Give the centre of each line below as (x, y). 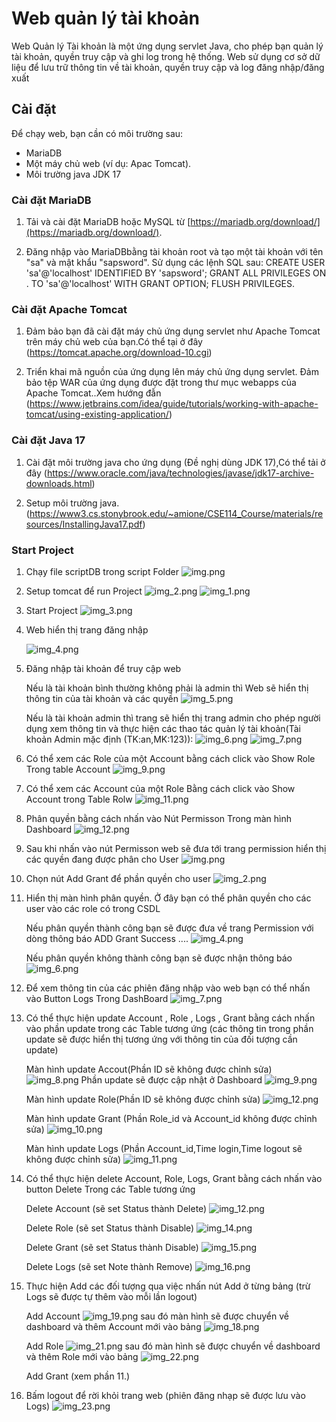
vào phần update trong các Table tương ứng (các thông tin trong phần (169, 1028)
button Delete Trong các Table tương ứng (110, 1189)
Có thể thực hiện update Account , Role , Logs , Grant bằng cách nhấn (170, 1018)
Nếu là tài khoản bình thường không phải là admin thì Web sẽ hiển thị (167, 688)
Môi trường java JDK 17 (73, 174)
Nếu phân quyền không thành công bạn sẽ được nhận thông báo (159, 958)
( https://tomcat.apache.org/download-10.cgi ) (119, 353)
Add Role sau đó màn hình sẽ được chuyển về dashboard (173, 1346)
